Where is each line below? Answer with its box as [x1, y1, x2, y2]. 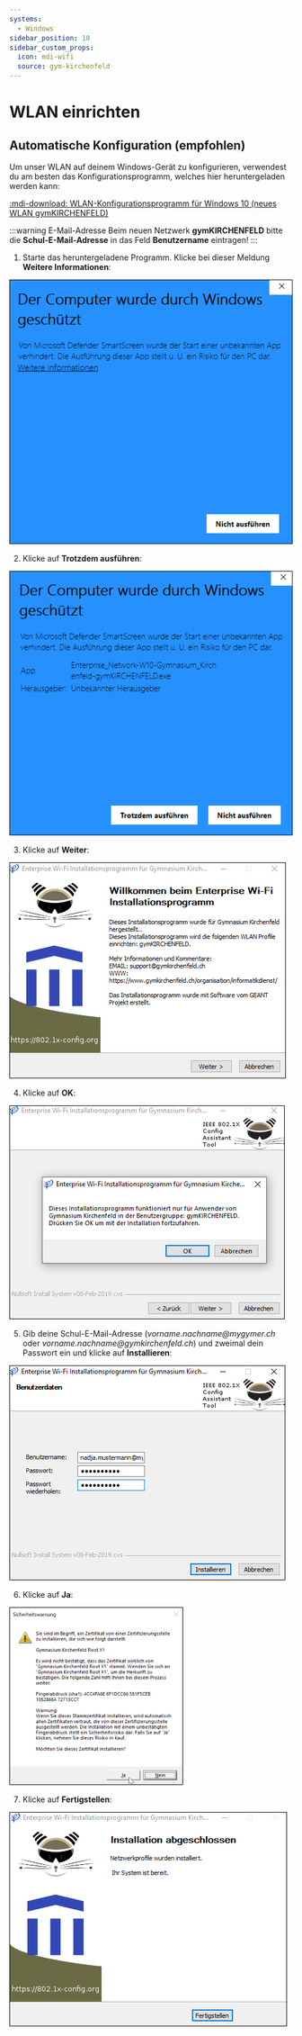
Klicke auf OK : [22, 1087, 76, 1098]
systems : [9, 14, 42, 23]
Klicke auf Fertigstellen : [22, 1794, 112, 1805]
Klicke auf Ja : [22, 1589, 74, 1599]
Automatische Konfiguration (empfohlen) [9, 138, 245, 153]
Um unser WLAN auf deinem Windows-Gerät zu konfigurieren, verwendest [9, 162, 287, 172]
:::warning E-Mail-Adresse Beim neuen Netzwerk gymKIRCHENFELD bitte [9, 225, 283, 236]
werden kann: [9, 181, 60, 191]
